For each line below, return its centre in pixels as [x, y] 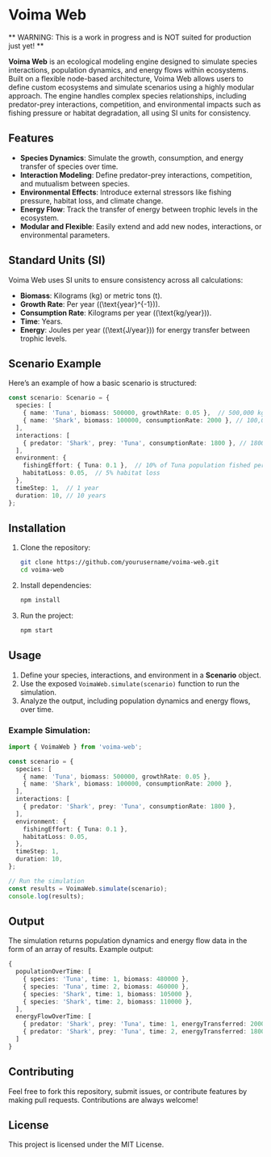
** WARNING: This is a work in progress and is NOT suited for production [130, 37]
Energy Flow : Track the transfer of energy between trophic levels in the [139, 209]
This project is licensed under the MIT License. [86, 1145]
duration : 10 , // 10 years [61, 495]
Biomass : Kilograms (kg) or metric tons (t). [91, 296]
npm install [40, 600]
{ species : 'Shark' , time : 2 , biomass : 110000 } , [108, 1002]
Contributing [41, 1072]
